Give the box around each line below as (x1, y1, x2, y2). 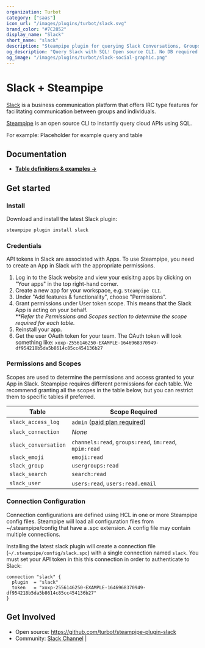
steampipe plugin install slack (6, 227, 88, 233)
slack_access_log (9, 419, 60, 425)
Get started (6, 183, 51, 193)
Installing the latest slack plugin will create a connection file (6, 542, 156, 549)
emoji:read (71, 453, 104, 461)
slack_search (9, 471, 48, 477)
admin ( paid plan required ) (71, 417, 146, 426)
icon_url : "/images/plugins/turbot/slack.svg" (6, 20, 127, 26)
